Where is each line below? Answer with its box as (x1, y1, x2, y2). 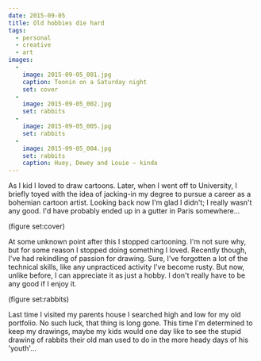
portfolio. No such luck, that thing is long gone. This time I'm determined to (8, 318, 253, 328)
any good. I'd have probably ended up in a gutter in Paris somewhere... (8, 206, 240, 216)
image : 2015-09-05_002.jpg (22, 100, 112, 108)
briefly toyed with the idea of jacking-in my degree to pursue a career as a (8, 190, 251, 199)
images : (8, 56, 34, 64)
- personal (15, 33, 52, 42)
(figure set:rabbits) (8, 294, 70, 304)
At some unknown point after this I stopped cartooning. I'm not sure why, (8, 237, 247, 247)
